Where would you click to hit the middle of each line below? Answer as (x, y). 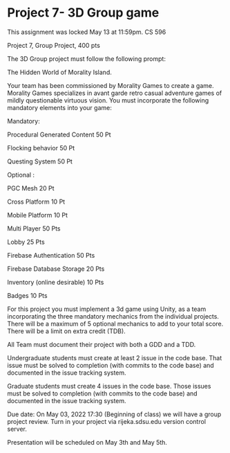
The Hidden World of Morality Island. (59, 72)
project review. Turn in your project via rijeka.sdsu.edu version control (106, 421)
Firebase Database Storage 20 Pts (56, 269)
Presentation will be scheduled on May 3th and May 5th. (87, 442)
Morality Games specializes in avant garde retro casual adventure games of (115, 93)
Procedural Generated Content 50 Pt (59, 134)
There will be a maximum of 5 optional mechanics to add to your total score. (115, 323)
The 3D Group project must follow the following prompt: (86, 59)
